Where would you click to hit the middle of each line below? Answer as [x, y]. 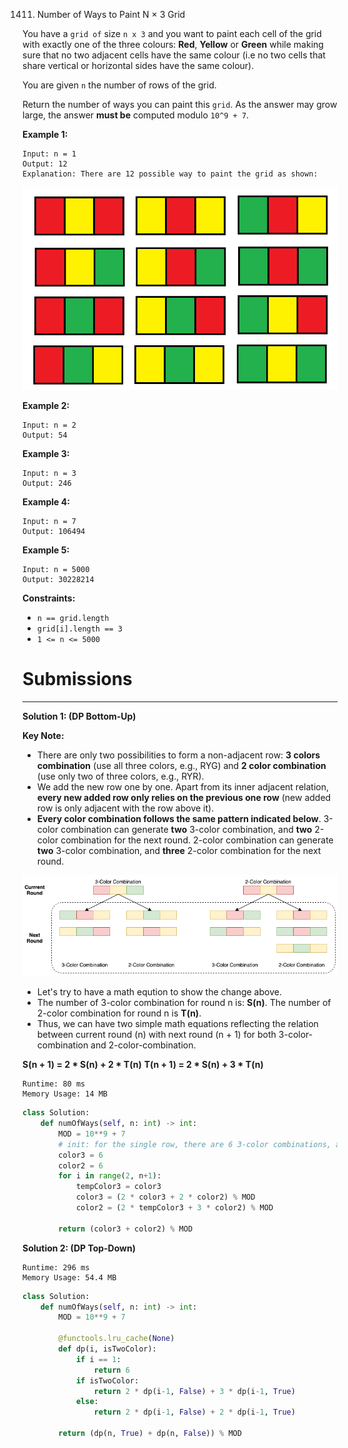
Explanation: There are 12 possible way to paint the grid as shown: [170, 174]
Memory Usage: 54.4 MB [69, 1277]
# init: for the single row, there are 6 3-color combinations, [195, 1144]
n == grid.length [73, 618]
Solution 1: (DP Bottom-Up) [79, 716]
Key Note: [43, 735]
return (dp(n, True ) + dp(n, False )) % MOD [150, 1434]
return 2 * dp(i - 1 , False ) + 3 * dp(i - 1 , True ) [194, 1391]
